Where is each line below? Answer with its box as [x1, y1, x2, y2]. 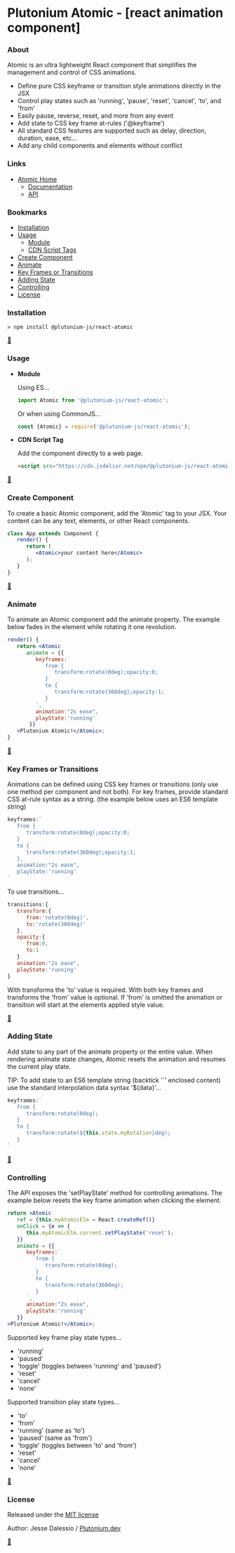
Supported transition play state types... [7, 1397, 120, 1406]
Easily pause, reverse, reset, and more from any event [17, 112, 174, 120]
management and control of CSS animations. [7, 68, 137, 76]
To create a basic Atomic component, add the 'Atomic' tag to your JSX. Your [7, 509, 227, 517]
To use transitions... [7, 887, 65, 896]
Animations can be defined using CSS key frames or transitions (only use [7, 780, 219, 788]
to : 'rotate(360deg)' [25, 920, 86, 927]
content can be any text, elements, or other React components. [7, 516, 190, 525]
